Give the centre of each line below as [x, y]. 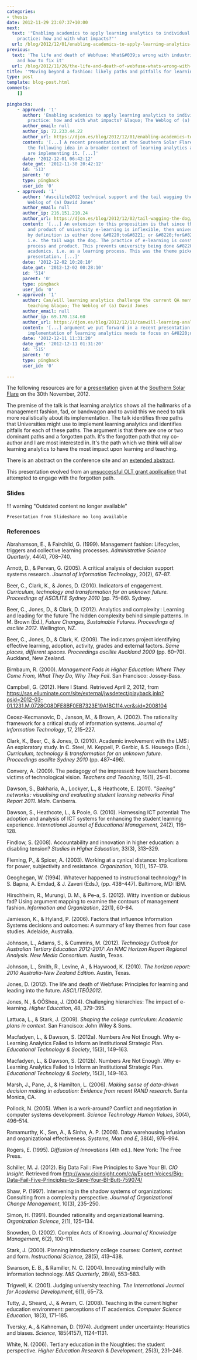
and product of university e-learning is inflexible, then [101, 229]
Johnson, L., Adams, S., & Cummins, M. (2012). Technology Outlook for [92, 943]
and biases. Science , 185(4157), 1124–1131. [58, 1333]
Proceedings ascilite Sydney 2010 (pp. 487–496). [66, 759]
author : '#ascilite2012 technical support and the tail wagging [102, 197]
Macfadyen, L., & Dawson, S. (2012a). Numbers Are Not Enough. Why [90, 1037]
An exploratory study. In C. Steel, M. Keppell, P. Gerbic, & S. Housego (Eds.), [98, 747]
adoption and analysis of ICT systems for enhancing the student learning [94, 818]
